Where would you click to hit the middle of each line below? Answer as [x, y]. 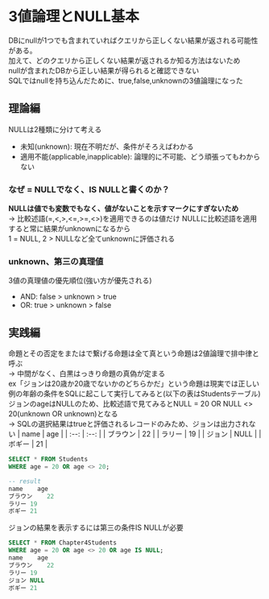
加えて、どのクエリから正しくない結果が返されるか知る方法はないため [124, 60]
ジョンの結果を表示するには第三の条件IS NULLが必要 [96, 527]
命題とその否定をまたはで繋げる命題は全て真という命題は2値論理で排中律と [134, 353]
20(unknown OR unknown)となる [63, 414]
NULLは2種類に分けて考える [55, 129]
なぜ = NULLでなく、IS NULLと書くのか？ [89, 189]
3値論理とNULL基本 [74, 17]
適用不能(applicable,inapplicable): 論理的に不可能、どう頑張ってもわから [140, 156]
